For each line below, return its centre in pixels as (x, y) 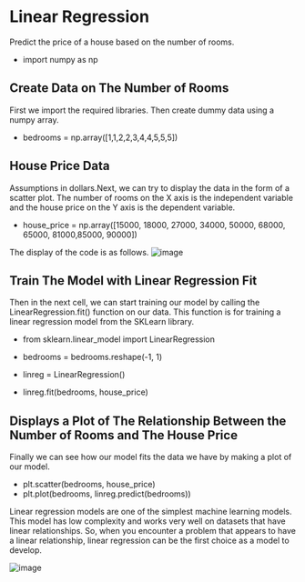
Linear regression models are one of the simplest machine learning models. (151, 512)
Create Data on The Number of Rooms (119, 88)
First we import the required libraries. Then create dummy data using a (142, 110)
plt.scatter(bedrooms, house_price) (89, 485)
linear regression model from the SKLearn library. (102, 322)
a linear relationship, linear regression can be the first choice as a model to (149, 541)
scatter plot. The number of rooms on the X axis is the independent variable (152, 197)
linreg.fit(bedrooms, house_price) (85, 392)
